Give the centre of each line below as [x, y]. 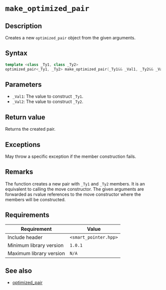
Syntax [16, 53]
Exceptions [23, 145]
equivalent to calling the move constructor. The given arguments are [75, 189]
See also [19, 271]
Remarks [19, 172]
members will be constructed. [35, 199]
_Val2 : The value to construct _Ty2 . [48, 102]
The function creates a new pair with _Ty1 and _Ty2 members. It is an [75, 183]
